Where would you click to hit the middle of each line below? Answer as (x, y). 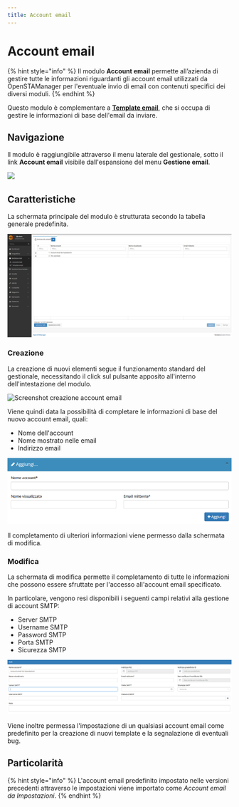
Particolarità (36, 763)
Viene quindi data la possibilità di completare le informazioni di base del (112, 411)
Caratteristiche (42, 199)
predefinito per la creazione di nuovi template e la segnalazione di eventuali (118, 733)
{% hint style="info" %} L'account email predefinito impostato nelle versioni (118, 780)
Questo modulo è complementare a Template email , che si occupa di (109, 108)
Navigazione (36, 137)
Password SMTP (42, 635)
